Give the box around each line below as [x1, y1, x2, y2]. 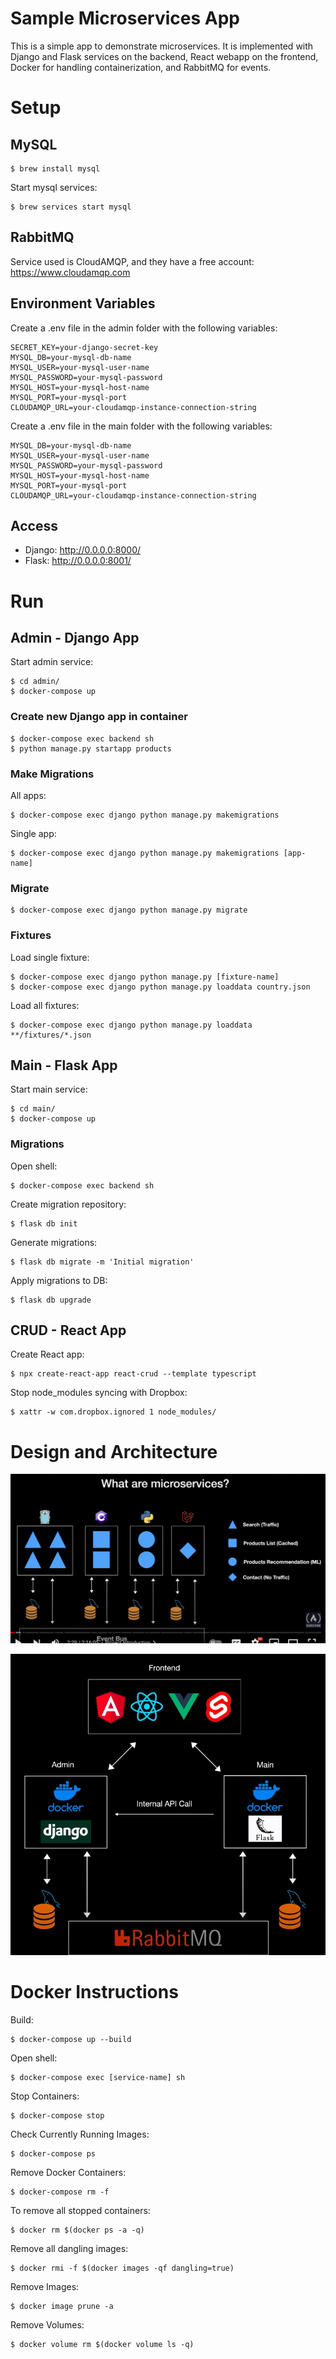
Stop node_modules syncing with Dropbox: [10, 1387, 188, 1399]
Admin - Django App [10, 629, 140, 646]
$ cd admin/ [10, 677, 60, 687]
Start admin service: [10, 656, 94, 668]
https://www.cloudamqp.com [10, 266, 131, 278]
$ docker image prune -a [10, 2301, 114, 2311]
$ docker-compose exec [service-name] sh [10, 2072, 186, 2082]
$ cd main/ [10, 1104, 56, 1114]
